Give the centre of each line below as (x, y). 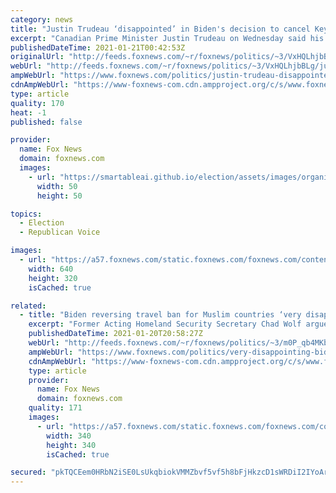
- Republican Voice (60, 232)
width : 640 (51, 269)
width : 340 (69, 436)
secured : (28, 472)
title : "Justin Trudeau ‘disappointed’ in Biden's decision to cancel (160, 29)
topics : (26, 214)
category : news (42, 19)
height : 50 (59, 196)
